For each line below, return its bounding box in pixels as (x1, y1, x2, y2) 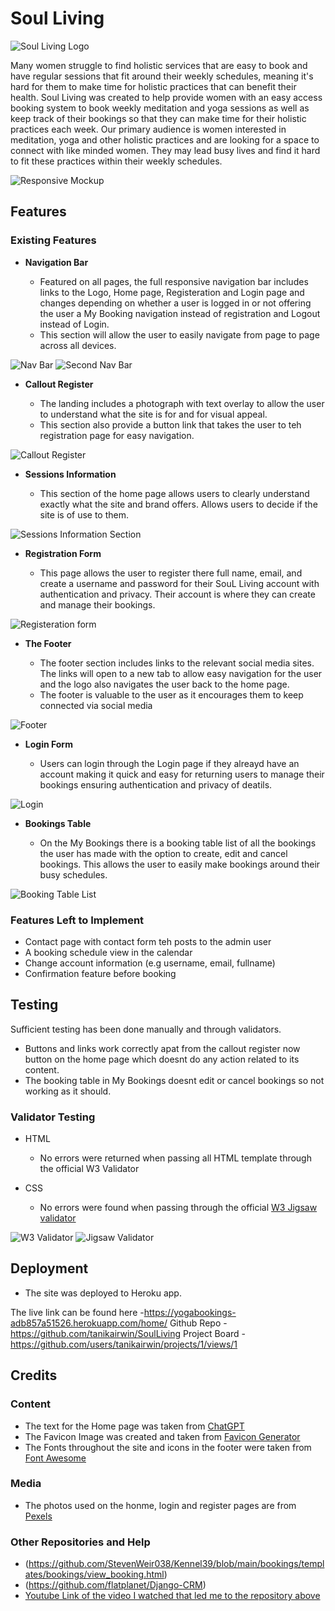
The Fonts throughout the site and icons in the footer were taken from (24, 1441, 312, 1453)
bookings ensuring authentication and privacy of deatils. (39, 778, 273, 791)
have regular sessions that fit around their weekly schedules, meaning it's (10, 70, 314, 82)
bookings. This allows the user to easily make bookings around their (39, 858, 321, 870)
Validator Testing (10, 1110, 96, 1124)
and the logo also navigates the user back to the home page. (39, 678, 290, 690)
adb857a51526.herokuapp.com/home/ (10, 1317, 168, 1329)
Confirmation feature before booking (24, 967, 177, 979)
